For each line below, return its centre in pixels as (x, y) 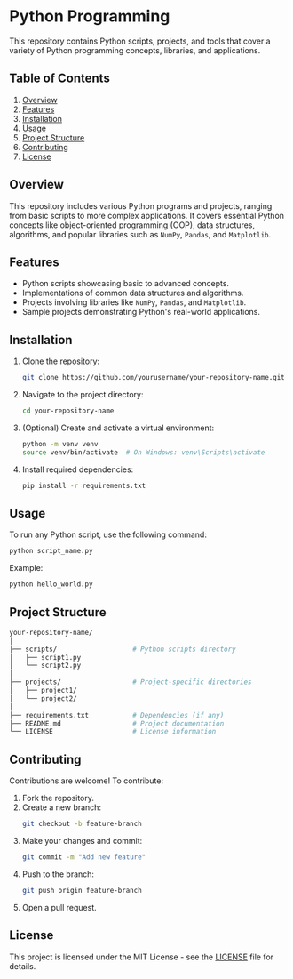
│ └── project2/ (43, 698)
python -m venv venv (60, 444)
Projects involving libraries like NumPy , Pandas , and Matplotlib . (134, 302)
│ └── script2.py (45, 666)
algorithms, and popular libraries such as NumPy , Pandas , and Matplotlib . (140, 234)
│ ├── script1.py (45, 657)
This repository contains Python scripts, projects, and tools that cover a (140, 41)
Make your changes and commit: (82, 841)
